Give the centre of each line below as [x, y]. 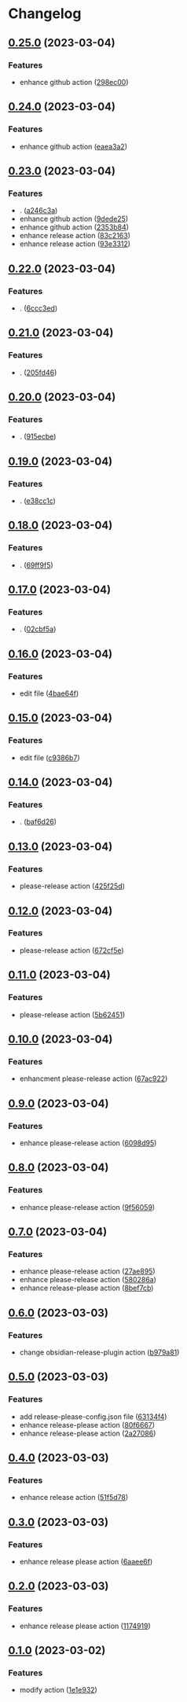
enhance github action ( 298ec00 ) [74, 82]
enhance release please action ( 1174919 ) [85, 1626]
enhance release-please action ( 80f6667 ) [87, 1424]
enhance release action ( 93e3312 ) [75, 244]
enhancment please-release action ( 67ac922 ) [93, 1079]
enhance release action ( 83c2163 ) [75, 236]
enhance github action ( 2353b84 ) [74, 227]
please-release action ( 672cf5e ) [71, 950]
